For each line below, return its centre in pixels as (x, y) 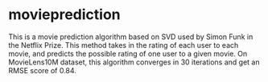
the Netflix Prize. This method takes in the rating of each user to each (124, 45)
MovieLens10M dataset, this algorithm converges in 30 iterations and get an (134, 62)
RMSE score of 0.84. (42, 70)
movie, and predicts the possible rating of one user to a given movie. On (128, 53)
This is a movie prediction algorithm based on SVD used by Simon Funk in (131, 37)
